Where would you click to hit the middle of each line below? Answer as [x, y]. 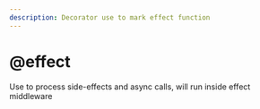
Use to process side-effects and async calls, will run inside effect [130, 87]
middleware [31, 96]
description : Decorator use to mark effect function [110, 17]
